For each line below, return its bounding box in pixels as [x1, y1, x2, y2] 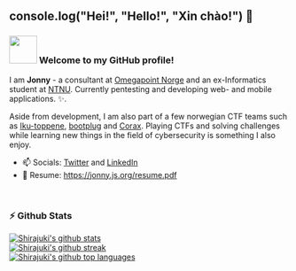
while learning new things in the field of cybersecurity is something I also [9, 129, 277, 140]
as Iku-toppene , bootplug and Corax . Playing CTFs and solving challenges [9, 120, 281, 131]
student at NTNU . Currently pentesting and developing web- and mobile [9, 83, 272, 94]
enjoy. [9, 139, 32, 150]
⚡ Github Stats [9, 209, 73, 221]
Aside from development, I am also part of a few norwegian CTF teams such [9, 111, 288, 121]
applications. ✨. [9, 93, 67, 104]
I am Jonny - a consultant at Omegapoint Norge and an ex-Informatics [9, 74, 267, 85]
